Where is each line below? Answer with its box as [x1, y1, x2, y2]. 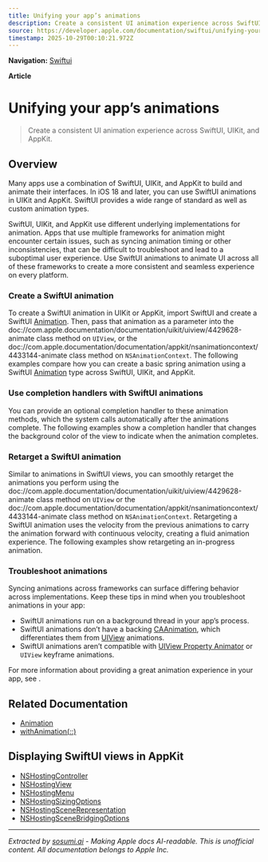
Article [8, 71, 32, 81]
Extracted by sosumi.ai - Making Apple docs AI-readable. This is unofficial [8, 836, 254, 846]
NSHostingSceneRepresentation [19, 805, 126, 814]
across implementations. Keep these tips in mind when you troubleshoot [8, 592, 246, 602]
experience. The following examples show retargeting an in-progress [8, 536, 235, 547]
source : [8, 26, 34, 34]
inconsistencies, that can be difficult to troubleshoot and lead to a [8, 245, 224, 254]
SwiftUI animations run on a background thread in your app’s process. [19, 616, 250, 626]
